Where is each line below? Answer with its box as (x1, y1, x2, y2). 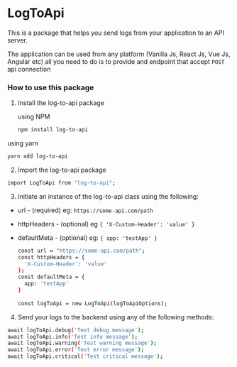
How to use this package (7, 82, 94, 92)
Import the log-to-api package (17, 165, 106, 174)
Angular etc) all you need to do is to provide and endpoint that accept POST (7, 57, 225, 65)
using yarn (7, 139, 39, 148)
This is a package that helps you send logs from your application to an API (7, 28, 225, 37)
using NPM (17, 112, 50, 121)
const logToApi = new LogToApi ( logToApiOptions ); (17, 300, 168, 307)
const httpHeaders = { (17, 253, 85, 261)
